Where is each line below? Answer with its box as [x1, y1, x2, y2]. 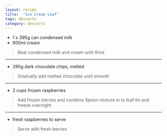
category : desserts [5, 21, 46, 26]
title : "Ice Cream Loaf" [5, 12, 59, 17]
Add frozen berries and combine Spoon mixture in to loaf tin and [17, 97, 150, 103]
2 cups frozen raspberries [12, 88, 66, 93]
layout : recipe [5, 7, 37, 12]
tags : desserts [5, 16, 37, 21]
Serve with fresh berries [17, 126, 67, 132]
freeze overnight [17, 102, 52, 108]
